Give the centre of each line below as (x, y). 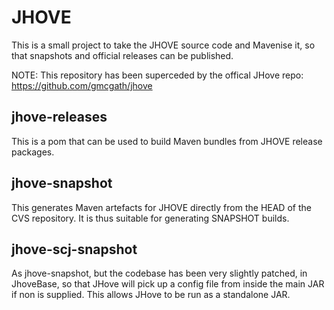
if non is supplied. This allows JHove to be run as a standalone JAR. (151, 295)
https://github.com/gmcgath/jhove (82, 85)
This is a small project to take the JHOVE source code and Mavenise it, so (163, 45)
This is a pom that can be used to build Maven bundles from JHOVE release (167, 141)
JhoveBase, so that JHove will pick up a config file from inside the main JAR (168, 284)
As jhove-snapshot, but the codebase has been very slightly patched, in (159, 273)
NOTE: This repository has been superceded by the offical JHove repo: (157, 75)
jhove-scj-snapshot (74, 249)
